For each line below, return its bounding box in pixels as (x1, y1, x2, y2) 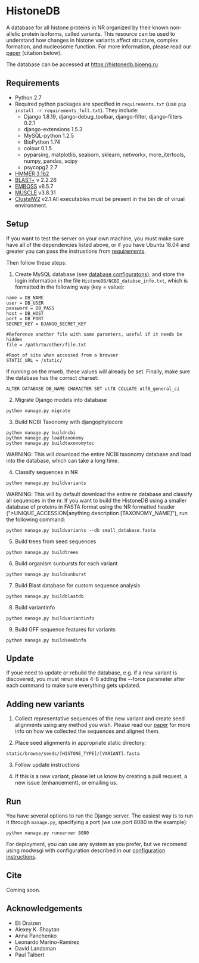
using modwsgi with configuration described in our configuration (6, 847, 166, 854)
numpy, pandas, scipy (23, 157, 78, 165)
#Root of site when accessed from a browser (6, 352, 119, 358)
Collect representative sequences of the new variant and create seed (14, 715, 185, 722)
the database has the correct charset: (6, 374, 99, 381)
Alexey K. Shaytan (14, 925, 60, 933)
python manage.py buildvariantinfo (6, 615, 95, 621)
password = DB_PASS (6, 305, 55, 311)
